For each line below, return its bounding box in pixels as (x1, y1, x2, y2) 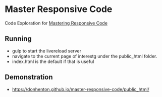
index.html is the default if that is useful (12, 58, 94, 64)
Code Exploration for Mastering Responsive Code (5, 20, 108, 26)
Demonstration (5, 73, 53, 81)
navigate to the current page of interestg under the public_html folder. (12, 53, 157, 59)
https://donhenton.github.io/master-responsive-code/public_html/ (12, 86, 149, 92)
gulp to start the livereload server (12, 47, 82, 53)
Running (5, 34, 32, 43)
